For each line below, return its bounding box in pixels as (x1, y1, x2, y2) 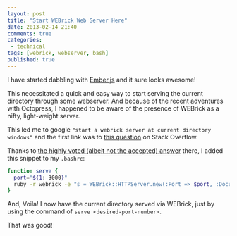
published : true (7, 56, 55, 63)
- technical (10, 43, 46, 50)
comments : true (7, 30, 52, 37)
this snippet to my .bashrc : (7, 154, 85, 162)
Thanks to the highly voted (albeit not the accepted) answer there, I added (7, 146, 224, 155)
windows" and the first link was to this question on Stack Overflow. (7, 132, 199, 141)
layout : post (7, 10, 46, 18)
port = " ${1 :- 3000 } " (13, 174, 68, 181)
